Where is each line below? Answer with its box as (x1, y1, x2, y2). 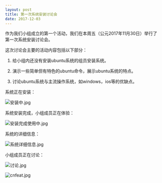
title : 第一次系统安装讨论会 (5, 12, 58, 17)
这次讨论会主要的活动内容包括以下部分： (5, 47, 87, 53)
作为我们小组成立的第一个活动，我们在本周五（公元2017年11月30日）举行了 (5, 31, 158, 37)
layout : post (5, 7, 32, 12)
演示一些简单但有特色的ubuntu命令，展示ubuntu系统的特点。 (12, 68, 136, 74)
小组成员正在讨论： (5, 152, 44, 158)
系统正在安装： (5, 89, 35, 95)
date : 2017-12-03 (5, 16, 41, 21)
